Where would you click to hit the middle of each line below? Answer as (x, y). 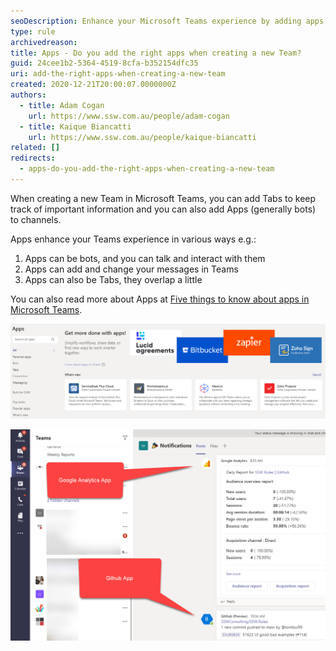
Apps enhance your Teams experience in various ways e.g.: (133, 239)
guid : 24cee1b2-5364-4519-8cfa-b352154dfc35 (104, 63)
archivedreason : (44, 42)
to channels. (36, 219)
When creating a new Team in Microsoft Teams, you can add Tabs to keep (163, 198)
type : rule (33, 31)
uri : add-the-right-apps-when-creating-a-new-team (118, 74)
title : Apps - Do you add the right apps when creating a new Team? (156, 53)
